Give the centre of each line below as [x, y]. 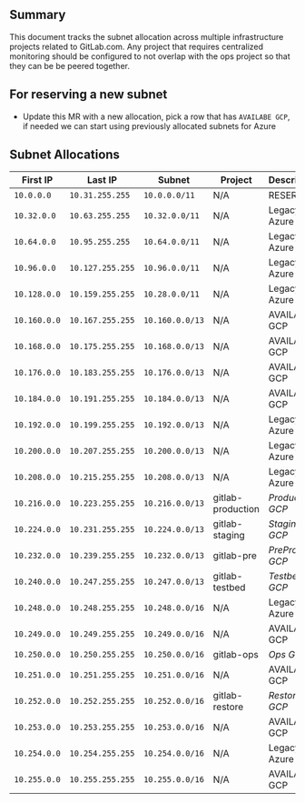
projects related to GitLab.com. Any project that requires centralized [137, 46]
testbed [229, 587]
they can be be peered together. [69, 65]
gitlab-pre [235, 556]
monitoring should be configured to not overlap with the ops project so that [150, 56]
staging [229, 536]
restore [228, 707]
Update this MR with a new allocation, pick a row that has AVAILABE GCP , [156, 116]
